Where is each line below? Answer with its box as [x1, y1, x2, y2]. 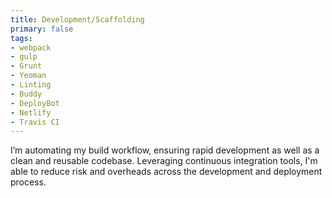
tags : [10, 33, 33, 43]
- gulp [10, 52, 38, 62]
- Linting [10, 80, 52, 90]
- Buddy [10, 89, 43, 99]
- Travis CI [10, 117, 60, 127]
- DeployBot [10, 98, 60, 108]
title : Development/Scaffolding [10, 14, 145, 25]
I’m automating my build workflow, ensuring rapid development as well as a [10, 144, 320, 156]
